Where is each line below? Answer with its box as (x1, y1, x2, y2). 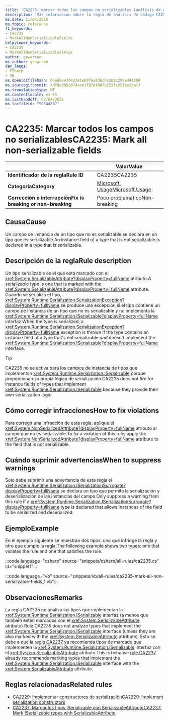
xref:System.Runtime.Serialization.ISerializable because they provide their (5, 386, 158, 392)
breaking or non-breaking (8, 201, 72, 208)
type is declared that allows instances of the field (60, 504, 162, 510)
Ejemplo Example (5, 524, 59, 532)
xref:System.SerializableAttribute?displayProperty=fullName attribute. (5, 286, 150, 292)
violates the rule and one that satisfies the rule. (5, 548, 103, 554)
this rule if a (5, 499, 30, 505)
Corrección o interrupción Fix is (8, 194, 84, 201)
